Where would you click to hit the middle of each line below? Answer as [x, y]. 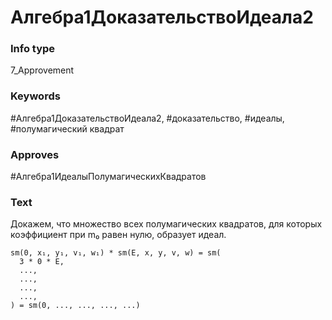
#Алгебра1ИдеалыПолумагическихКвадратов [108, 177]
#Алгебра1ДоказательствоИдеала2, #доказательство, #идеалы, [147, 118]
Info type [33, 49]
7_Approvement [42, 70]
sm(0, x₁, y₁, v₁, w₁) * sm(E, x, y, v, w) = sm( [116, 253]
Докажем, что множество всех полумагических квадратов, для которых [166, 224]
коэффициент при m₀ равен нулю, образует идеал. [118, 235]
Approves [35, 154]
